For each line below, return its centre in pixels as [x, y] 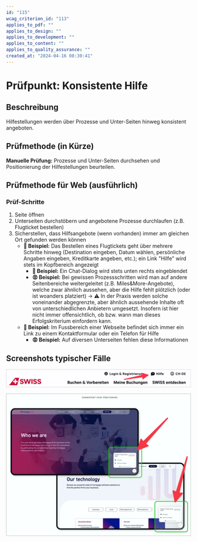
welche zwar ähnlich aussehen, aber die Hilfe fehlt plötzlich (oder [111, 290]
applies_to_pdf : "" [30, 25]
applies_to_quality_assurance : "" [48, 50]
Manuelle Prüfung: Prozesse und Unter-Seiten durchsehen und [83, 160]
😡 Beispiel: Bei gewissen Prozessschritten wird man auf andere [110, 277]
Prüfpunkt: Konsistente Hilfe [77, 86]
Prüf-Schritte [26, 202]
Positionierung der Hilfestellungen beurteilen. [61, 167]
